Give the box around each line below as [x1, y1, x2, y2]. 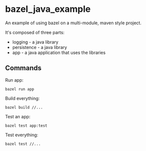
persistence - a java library [12, 44, 67, 50]
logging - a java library [12, 39, 58, 45]
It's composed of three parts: [5, 29, 65, 35]
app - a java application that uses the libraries [12, 50, 106, 55]
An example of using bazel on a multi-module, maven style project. [5, 20, 142, 26]
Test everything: [5, 132, 39, 138]
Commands [5, 64, 42, 72]
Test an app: [5, 113, 31, 119]
